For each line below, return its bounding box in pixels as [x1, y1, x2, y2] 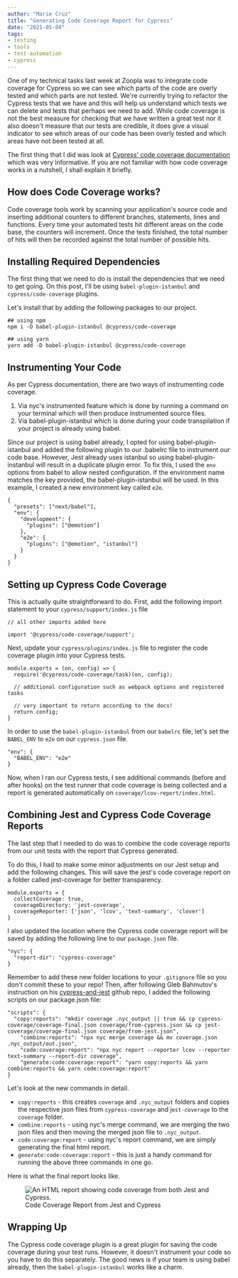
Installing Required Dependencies [7, 255, 161, 267]
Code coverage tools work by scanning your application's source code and [7, 205, 227, 213]
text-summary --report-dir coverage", [7, 1053, 122, 1060]
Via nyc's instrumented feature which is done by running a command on [17, 402, 229, 410]
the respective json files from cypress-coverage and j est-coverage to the [17, 1105, 229, 1113]
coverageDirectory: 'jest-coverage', [13, 901, 126, 908]
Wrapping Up [7, 1221, 67, 1233]
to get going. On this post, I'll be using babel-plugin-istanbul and [7, 282, 200, 291]
